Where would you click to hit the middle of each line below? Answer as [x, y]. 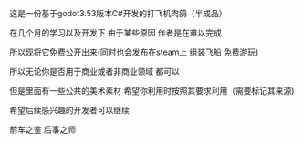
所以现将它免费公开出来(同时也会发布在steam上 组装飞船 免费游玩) [134, 52]
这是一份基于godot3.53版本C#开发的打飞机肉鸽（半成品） [118, 13]
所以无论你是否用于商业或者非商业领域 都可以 [94, 71]
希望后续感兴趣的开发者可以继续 [69, 110]
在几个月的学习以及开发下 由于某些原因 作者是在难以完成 [115, 33]
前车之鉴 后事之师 [42, 129]
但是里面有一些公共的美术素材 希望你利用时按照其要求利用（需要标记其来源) [152, 91]
